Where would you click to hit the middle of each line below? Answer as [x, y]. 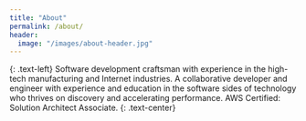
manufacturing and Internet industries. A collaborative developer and [158, 79]
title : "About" [38, 18]
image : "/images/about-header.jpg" [85, 43]
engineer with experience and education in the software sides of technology [153, 88]
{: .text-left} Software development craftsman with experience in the [138, 69]
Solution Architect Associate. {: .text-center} [93, 108]
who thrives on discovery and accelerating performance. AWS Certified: [145, 98]
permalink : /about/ [47, 26]
